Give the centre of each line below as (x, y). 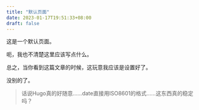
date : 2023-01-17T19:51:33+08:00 (49, 18)
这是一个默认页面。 (31, 42)
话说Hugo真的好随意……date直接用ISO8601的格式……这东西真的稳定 (107, 94)
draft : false (23, 23)
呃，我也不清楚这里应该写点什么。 (49, 54)
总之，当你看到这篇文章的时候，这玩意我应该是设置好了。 (79, 67)
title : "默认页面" (28, 12)
